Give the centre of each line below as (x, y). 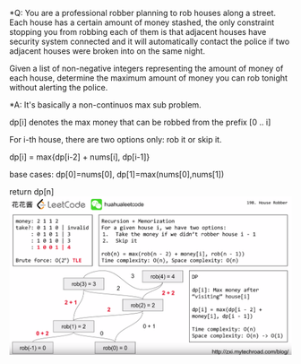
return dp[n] (32, 191)
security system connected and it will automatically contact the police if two (150, 41)
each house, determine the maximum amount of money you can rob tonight (149, 78)
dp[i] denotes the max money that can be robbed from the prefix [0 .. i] (140, 122)
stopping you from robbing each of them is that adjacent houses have (138, 32)
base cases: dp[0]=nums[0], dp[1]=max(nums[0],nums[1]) (117, 174)
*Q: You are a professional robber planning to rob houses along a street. (142, 13)
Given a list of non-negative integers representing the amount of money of (146, 68)
